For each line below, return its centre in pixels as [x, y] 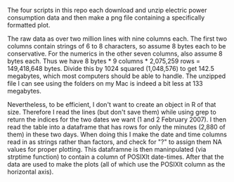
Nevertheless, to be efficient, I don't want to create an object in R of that [112, 104]
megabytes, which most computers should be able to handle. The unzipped [117, 76]
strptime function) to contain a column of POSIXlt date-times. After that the [116, 157]
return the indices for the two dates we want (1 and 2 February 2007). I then [117, 119]
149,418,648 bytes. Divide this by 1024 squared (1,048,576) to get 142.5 [111, 69]
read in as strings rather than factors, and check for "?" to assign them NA [115, 142]
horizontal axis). [31, 172]
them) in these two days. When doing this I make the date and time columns [117, 134]
